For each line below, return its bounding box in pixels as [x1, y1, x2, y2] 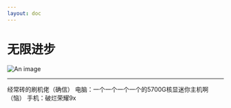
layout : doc [7, 10, 41, 17]
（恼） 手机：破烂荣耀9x [7, 94, 77, 102]
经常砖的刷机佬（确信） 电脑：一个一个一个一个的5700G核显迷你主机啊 [7, 85, 209, 93]
